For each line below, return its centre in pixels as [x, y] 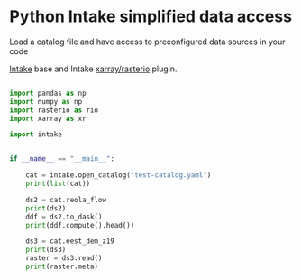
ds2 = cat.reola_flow [66, 200]
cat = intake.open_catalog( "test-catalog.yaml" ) [119, 175]
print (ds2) [46, 208]
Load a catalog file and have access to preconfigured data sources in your [147, 42]
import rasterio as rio [54, 110]
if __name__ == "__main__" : [62, 159]
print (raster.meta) [62, 267]
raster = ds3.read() [64, 258]
